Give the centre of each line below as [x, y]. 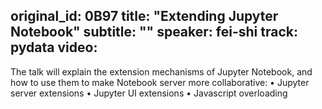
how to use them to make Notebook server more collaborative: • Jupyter [160, 82]
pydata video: [54, 47]
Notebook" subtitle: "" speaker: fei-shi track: [154, 32]
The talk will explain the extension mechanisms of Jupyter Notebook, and [161, 71]
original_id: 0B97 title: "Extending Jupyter [144, 16]
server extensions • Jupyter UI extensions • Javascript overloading [149, 93]
